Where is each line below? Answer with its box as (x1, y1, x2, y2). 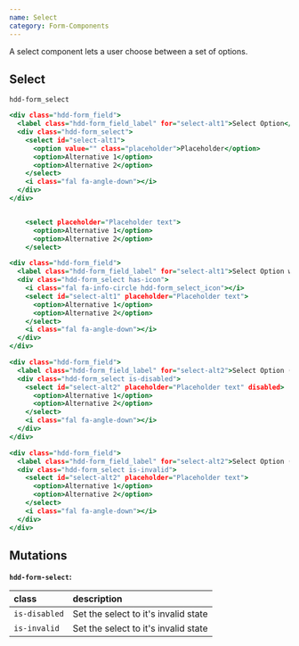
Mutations (9, 548, 68, 563)
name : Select (9, 12, 58, 22)
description (72, 592, 123, 605)
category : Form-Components (9, 21, 109, 30)
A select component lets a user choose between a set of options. (9, 46, 248, 56)
